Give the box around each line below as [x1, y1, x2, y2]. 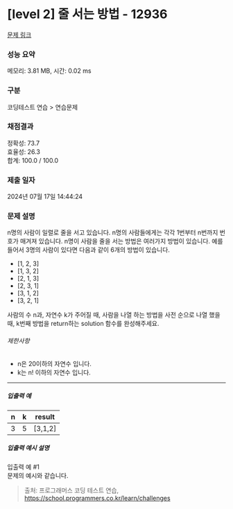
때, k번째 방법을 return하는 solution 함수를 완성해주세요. [7, 320, 159, 328]
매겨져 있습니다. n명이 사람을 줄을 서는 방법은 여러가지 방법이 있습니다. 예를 [19, 237, 223, 245]
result [35, 412, 55, 422]
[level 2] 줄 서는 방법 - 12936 [7, 6, 168, 22]
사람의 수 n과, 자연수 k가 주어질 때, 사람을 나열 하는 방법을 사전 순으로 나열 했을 [7, 311, 221, 319]
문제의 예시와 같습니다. [7, 471, 69, 479]
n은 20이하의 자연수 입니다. [17, 359, 92, 368]
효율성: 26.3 [7, 147, 40, 156]
